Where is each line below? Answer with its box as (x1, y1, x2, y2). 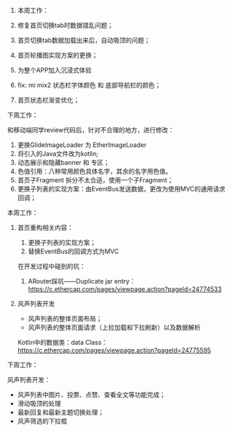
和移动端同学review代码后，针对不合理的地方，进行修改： (7, 126, 174, 134)
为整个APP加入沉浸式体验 (17, 66, 92, 74)
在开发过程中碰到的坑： (17, 262, 86, 270)
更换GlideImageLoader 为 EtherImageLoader (17, 141, 147, 149)
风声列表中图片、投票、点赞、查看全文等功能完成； (17, 390, 166, 399)
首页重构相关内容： (17, 224, 74, 231)
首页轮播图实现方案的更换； (17, 51, 98, 59)
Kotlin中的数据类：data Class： (17, 338, 108, 346)
